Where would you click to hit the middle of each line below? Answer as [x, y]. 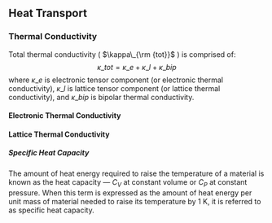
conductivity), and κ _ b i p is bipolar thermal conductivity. [101, 97]
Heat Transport [48, 13]
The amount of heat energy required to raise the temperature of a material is [136, 173]
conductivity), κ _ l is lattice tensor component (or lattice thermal [114, 88]
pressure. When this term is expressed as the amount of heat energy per [130, 192]
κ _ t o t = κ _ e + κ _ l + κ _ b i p [137, 67]
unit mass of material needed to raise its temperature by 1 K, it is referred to [135, 201]
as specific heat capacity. [52, 210]
